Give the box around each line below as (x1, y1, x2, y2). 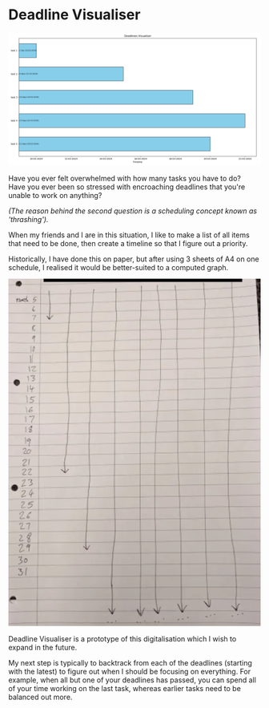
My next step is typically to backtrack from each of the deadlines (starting (8, 658, 252, 668)
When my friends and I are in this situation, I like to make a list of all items (8, 230, 250, 240)
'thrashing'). (8, 214, 49, 224)
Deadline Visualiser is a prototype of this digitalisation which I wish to (8, 634, 237, 644)
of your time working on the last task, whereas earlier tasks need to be (8, 684, 242, 694)
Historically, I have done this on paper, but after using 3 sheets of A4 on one (8, 254, 259, 264)
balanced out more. (8, 692, 73, 702)
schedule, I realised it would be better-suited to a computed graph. (8, 262, 229, 272)
